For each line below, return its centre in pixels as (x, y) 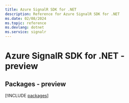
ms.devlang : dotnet (25, 28)
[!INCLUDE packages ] (27, 96)
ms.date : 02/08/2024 (26, 18)
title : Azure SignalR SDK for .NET (41, 9)
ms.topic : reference (26, 23)
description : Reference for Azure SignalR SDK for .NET (62, 14)
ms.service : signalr (26, 32)
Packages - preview (36, 84)
